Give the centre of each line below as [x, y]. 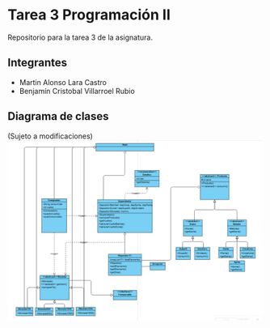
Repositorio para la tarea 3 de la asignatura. [80, 37]
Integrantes [38, 63]
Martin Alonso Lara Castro [63, 82]
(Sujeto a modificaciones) [51, 136]
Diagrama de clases [59, 116]
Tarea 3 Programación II [89, 15]
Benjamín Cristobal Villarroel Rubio [77, 91]
